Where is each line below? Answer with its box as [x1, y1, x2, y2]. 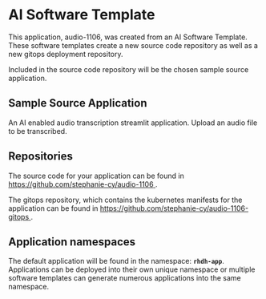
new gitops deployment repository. [8, 49, 123, 59]
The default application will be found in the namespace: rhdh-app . [8, 257, 224, 266]
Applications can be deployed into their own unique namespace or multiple [8, 265, 256, 274]
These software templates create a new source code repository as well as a [8, 40, 259, 50]
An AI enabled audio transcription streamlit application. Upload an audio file [8, 118, 258, 127]
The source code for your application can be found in [8, 171, 184, 180]
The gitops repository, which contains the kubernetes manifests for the [8, 195, 243, 204]
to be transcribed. [8, 126, 67, 135]
